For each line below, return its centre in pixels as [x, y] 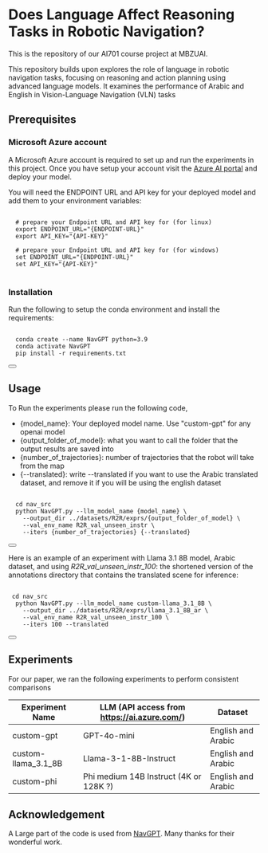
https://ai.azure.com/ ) [143, 717]
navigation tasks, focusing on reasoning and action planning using [117, 77]
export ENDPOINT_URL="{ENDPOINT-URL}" [80, 229]
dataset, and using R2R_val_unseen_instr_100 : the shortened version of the [131, 566]
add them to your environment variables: [75, 200]
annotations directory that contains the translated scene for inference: [124, 575]
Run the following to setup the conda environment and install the [114, 309]
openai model [42, 431]
